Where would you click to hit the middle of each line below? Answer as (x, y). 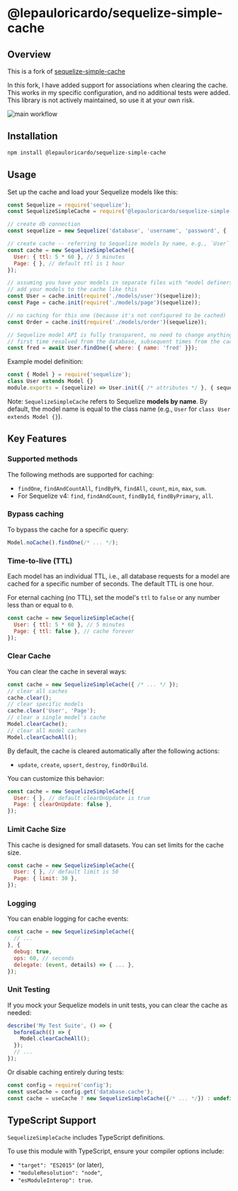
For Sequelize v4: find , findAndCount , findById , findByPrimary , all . (115, 495)
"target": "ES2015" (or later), (61, 1165)
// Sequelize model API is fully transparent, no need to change (106, 335)
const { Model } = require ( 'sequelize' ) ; (69, 375)
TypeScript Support (52, 1120)
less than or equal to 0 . (40, 605)
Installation (33, 136)
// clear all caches (38, 691)
